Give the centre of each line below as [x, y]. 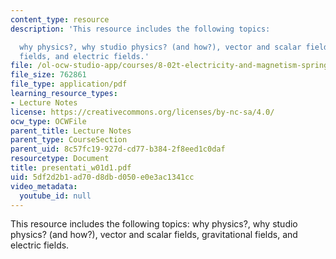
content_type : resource [60, 19]
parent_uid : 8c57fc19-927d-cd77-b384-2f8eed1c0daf [118, 149]
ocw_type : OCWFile [48, 121]
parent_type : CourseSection [69, 140]
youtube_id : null [55, 196]
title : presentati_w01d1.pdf [71, 168]
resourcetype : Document [60, 159]
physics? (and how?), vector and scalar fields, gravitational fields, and [154, 235]
